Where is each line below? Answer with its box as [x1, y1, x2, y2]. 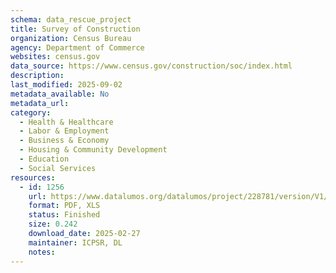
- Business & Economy [19, 136, 110, 146]
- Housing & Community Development [19, 145, 168, 155]
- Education [19, 154, 70, 164]
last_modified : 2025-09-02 [10, 80, 123, 90]
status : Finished [28, 210, 101, 220]
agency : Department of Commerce [10, 42, 145, 53]
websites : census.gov [10, 52, 101, 62]
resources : [10, 172, 56, 183]
